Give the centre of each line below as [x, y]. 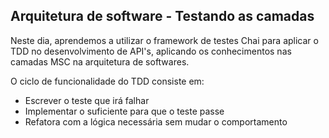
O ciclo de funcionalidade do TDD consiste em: [107, 81]
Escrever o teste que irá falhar [87, 100]
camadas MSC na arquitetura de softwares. [100, 61]
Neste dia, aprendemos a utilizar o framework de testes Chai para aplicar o [164, 40]
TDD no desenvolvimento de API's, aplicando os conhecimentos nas [151, 51]
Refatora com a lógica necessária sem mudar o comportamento [156, 121]
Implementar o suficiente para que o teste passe [124, 111]
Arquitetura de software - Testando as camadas [162, 16]
